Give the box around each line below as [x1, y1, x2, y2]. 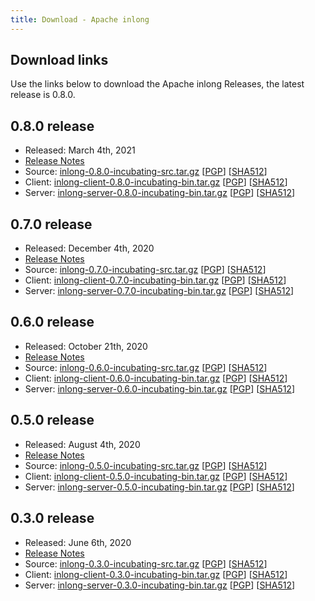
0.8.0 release [10, 117, 95, 135]
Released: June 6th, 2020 [24, 536, 132, 548]
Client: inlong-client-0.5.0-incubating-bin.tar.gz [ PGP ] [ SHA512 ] [24, 470, 288, 482]
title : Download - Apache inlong [10, 14, 150, 25]
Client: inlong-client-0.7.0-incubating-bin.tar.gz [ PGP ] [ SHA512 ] [24, 274, 287, 286]
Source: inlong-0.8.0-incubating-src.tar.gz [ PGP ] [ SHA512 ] [24, 166, 268, 178]
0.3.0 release [10, 510, 95, 527]
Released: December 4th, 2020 [24, 242, 155, 255]
